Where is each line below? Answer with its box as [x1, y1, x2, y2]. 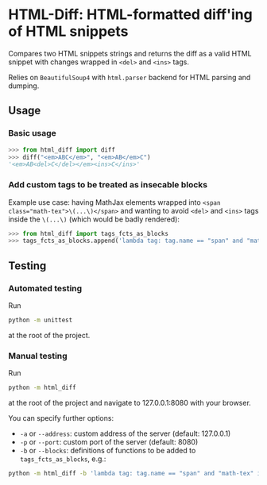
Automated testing [8, 283, 83, 294]
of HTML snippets [8, 22, 129, 40]
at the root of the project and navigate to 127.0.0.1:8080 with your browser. [8, 398, 252, 408]
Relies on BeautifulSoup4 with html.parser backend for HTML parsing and [8, 72, 251, 82]
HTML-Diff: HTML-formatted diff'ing [8, 6, 253, 24]
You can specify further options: [8, 414, 114, 423]
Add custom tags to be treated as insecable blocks [8, 179, 208, 191]
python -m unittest [8, 316, 73, 324]
